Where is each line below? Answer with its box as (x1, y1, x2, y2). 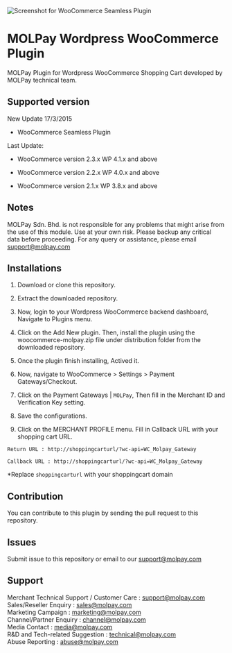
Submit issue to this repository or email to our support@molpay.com (7, 555, 202, 563)
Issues (7, 536, 37, 548)
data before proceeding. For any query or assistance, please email (7, 235, 197, 243)
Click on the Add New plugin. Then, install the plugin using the (17, 328, 195, 337)
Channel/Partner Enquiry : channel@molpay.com (7, 615, 147, 624)
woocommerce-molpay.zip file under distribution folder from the (17, 336, 201, 344)
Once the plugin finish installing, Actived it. (17, 357, 140, 365)
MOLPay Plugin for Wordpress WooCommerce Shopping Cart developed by (7, 68, 223, 76)
